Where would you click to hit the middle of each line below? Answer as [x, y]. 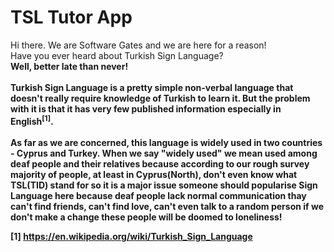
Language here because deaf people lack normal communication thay [158, 195]
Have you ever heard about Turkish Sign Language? [117, 55]
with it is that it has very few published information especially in [146, 108]
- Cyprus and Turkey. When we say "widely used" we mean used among [164, 153]
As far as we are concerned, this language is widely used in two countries [166, 142]
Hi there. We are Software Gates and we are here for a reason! [138, 45]
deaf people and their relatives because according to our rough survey [160, 163]
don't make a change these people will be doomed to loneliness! [146, 217]
